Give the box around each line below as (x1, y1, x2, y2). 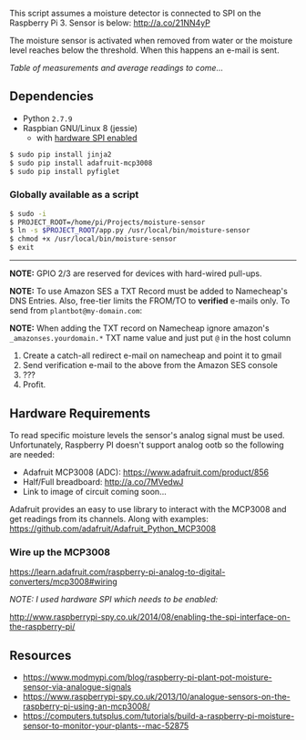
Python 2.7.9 (22, 113, 73, 124)
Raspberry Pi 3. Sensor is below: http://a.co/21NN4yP (9, 17, 211, 28)
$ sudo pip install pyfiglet (9, 167, 120, 176)
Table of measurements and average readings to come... (9, 63, 224, 73)
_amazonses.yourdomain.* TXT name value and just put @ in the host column (9, 333, 291, 344)
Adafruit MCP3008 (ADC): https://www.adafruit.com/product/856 (22, 467, 270, 478)
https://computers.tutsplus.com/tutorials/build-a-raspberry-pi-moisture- (22, 711, 295, 722)
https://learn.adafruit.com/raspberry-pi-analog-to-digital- (9, 567, 226, 578)
